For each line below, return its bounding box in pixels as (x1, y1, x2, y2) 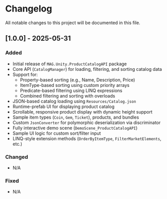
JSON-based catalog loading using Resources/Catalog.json (12, 98, 136, 104)
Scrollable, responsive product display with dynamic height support (12, 109, 152, 115)
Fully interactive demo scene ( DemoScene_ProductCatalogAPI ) (12, 125, 138, 131)
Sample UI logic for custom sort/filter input (12, 130, 101, 136)
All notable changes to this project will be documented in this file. (5, 20, 141, 26)
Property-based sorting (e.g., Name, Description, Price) (20, 76, 135, 83)
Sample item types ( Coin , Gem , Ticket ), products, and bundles (12, 114, 139, 120)
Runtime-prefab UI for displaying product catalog (12, 104, 115, 110)
